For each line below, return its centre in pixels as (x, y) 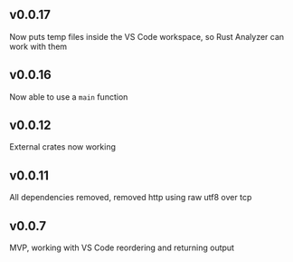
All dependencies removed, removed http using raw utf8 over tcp (131, 198)
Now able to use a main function (69, 97)
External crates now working (62, 147)
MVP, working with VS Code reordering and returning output (122, 247)
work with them (38, 46)
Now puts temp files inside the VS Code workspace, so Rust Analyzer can (147, 36)
